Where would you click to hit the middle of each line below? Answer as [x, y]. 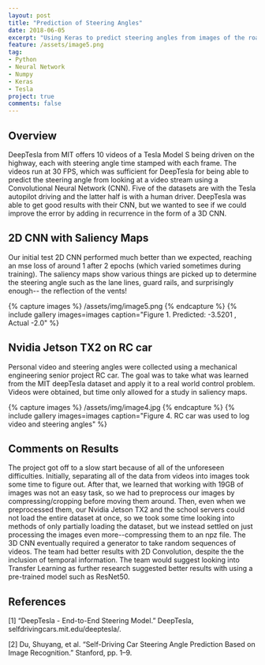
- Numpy [21, 74]
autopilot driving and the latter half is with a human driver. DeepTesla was [127, 196]
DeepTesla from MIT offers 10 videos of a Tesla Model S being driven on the [131, 154]
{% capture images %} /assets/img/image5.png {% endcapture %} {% [123, 306]
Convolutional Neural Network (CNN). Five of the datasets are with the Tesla [132, 188]
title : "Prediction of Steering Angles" [76, 23]
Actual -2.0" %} [34, 323]
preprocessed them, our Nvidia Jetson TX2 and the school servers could [127, 509]
